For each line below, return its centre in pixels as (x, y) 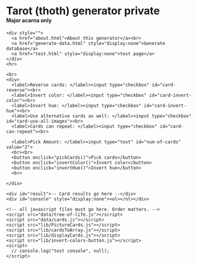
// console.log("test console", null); (61, 251)
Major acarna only (29, 20)
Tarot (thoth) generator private (83, 11)
